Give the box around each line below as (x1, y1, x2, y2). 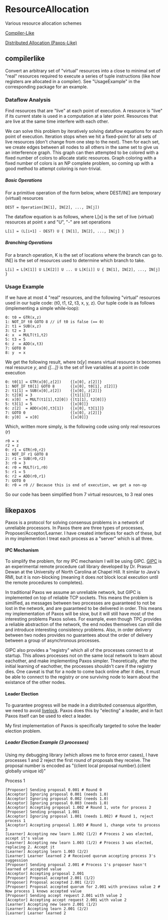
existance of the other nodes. (5, 679, 66, 685)
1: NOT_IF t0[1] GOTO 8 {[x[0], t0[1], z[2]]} (5, 384, 118, 389)
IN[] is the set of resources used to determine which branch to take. (5, 257, 145, 263)
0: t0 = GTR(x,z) (5, 315, 42, 320)
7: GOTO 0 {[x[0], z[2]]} (5, 410, 102, 416)
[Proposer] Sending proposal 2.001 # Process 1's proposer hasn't (5, 862, 147, 868)
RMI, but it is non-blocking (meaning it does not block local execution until (5, 574, 158, 580)
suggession (5, 858, 28, 863)
